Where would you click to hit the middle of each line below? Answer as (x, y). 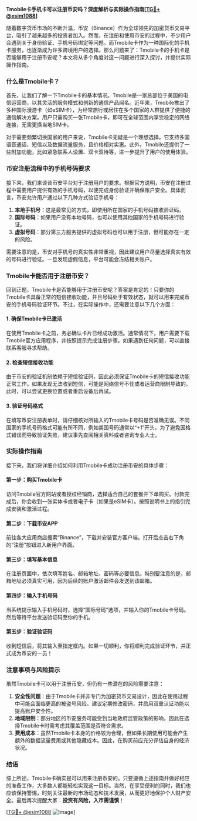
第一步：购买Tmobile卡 (34, 480)
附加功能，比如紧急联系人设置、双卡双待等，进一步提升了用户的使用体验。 (101, 152)
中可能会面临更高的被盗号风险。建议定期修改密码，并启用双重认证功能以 (102, 704)
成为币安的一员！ (32, 653)
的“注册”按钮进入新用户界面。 (42, 545)
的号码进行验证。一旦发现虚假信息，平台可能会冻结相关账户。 (81, 259)
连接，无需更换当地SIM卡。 (39, 125)
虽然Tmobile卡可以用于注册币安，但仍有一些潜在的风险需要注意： (85, 684)
